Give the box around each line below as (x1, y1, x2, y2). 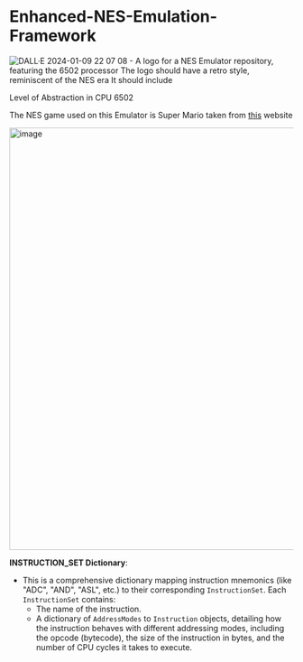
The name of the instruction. (35, 603, 142, 614)
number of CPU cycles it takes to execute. (35, 641, 192, 652)
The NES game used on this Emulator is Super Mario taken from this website (9, 109, 293, 120)
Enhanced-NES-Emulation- (9, 6, 218, 27)
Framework (9, 25, 96, 46)
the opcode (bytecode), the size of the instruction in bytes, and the (35, 632, 285, 643)
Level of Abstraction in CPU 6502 (9, 92, 133, 103)
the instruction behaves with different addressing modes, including (35, 622, 285, 633)
